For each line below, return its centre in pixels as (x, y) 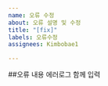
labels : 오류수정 (33, 37)
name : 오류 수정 (31, 15)
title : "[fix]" (33, 30)
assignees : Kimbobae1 (43, 45)
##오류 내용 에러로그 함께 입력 (54, 74)
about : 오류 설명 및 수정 (45, 23)
